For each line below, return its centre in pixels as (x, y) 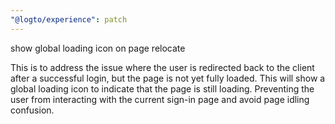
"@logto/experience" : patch (69, 19)
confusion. (32, 110)
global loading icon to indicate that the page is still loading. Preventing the (162, 88)
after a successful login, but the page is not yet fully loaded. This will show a (168, 78)
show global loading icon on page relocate (98, 48)
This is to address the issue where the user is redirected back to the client (162, 67)
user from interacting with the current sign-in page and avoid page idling (160, 99)
